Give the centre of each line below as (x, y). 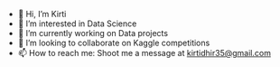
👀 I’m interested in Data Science (77, 24)
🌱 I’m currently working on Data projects (93, 33)
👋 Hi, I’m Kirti (42, 14)
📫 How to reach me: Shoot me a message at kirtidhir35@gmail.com (144, 53)
